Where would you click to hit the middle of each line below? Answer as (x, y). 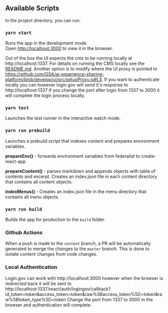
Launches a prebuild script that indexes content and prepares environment (82, 141)
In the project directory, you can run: (43, 20)
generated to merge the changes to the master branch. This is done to (77, 249)
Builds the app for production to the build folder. (55, 220)
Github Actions (24, 232)
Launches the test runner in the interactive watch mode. (63, 118)
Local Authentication (31, 267)
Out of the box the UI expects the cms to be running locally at (69, 58)
